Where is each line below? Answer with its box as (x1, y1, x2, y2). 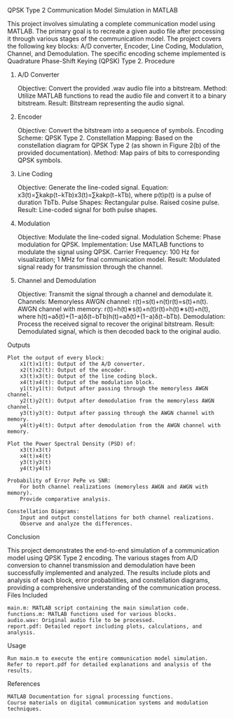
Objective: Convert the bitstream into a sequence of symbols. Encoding (17, 126, 224, 134)
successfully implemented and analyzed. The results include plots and (7, 569, 210, 576)
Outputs (7, 341, 31, 349)
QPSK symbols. (17, 156, 63, 164)
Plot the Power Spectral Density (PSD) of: (7, 440, 137, 447)
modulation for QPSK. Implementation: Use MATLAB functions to (17, 240, 205, 249)
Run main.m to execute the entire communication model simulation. (7, 655, 209, 662)
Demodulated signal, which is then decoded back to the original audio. (17, 327, 221, 336)
